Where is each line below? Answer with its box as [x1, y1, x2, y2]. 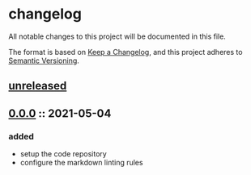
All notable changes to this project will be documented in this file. [8, 31, 227, 41]
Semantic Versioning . [8, 56, 79, 65]
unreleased [8, 79, 67, 93]
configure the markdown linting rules [19, 158, 143, 168]
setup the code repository [19, 149, 107, 159]
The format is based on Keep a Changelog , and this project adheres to [8, 47, 243, 56]
